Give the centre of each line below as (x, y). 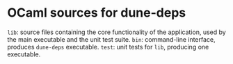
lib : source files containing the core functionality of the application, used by (116, 32)
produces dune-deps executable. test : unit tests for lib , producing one (108, 47)
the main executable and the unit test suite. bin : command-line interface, (111, 39)
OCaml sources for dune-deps (97, 13)
